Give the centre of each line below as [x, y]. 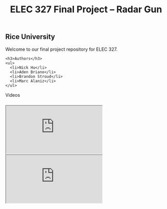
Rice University [30, 37]
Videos [13, 95]
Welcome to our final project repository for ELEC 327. [61, 49]
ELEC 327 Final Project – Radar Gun [86, 9]
